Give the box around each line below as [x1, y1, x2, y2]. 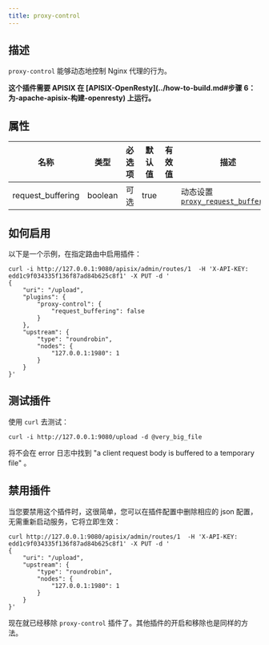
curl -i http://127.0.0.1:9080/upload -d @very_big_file [8, 432, 203, 441]
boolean [86, 190, 118, 201]
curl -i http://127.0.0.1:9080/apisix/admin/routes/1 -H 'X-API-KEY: [8, 266, 249, 274]
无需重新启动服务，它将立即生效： [8, 517, 121, 526]
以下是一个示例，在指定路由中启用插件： [8, 249, 142, 259]
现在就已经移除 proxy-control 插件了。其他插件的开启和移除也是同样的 [8, 618, 242, 627]
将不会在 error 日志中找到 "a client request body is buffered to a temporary [8, 448, 255, 457]
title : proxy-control [8, 11, 81, 20]
